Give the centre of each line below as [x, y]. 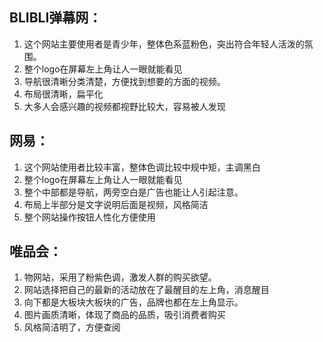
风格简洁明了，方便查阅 [72, 327]
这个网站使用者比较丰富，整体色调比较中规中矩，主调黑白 [142, 167]
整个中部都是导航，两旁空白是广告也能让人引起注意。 [133, 192]
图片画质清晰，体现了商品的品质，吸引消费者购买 [124, 315]
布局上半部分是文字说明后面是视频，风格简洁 [116, 204]
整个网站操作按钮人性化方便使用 [89, 217]
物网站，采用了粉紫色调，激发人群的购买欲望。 [120, 277]
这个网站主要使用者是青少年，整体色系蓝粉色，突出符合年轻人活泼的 [164, 44]
